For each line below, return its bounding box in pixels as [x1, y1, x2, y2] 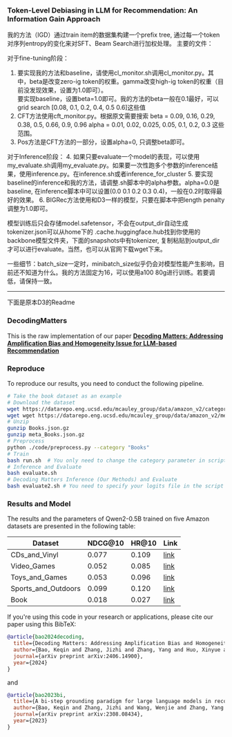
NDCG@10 [87, 539, 124, 548]
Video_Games [10, 561, 56, 571]
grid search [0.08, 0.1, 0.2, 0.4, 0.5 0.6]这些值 [17, 103, 146, 112]
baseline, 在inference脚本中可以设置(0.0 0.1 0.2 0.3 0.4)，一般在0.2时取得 [7, 187, 216, 196]
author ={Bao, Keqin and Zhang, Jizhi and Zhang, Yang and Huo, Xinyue [13, 646, 221, 653]
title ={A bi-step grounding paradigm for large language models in [13, 698, 212, 705]
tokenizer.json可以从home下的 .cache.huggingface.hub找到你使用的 [7, 227, 201, 236]
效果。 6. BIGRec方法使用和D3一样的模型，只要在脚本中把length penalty [19, 196, 225, 204]
